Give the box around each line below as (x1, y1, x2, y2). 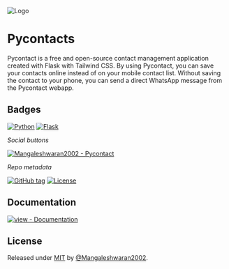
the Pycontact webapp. (7, 84, 75, 92)
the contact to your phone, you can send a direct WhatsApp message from (7, 76, 222, 84)
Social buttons (7, 136, 49, 144)
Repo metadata (7, 162, 52, 171)
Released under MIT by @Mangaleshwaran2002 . (7, 254, 149, 262)
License (7, 235, 43, 247)
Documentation (7, 197, 77, 208)
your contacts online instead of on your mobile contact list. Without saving (7, 68, 221, 77)
